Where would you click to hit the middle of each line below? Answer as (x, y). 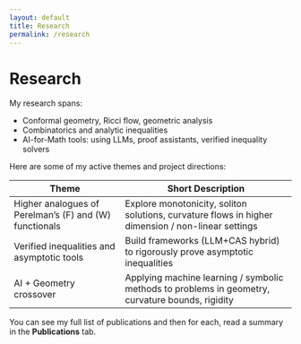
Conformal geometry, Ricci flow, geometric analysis (117, 121)
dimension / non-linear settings (191, 227)
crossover (35, 295)
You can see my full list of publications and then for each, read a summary (146, 322)
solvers (36, 150)
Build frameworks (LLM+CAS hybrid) (202, 241)
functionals (37, 227)
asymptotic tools (49, 258)
